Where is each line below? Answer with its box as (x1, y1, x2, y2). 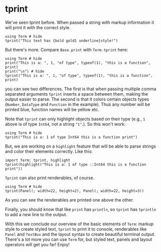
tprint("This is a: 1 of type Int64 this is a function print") (5, 134, 138, 139)
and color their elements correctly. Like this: (5, 148, 93, 154)
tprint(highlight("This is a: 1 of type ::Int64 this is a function (5, 162, 146, 167)
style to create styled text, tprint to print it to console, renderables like (5, 226, 147, 232)
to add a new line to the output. (5, 211, 67, 217)
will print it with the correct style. (5, 24, 71, 30)
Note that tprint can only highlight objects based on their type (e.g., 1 (5, 116, 145, 122)
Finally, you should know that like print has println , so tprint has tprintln (5, 206, 156, 212)
